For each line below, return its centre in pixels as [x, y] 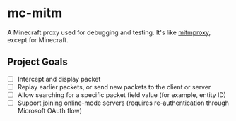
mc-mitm [35, 13]
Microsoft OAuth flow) [50, 111]
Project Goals [38, 62]
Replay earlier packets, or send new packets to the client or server [114, 87]
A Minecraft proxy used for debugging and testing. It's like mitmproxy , [109, 32]
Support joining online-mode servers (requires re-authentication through [123, 103]
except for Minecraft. [38, 39]
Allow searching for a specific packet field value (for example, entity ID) [122, 95]
